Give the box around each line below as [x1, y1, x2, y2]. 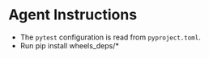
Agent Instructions [8, 6, 138, 24]
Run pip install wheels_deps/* [19, 40, 120, 50]
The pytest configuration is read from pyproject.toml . [19, 32, 201, 42]
